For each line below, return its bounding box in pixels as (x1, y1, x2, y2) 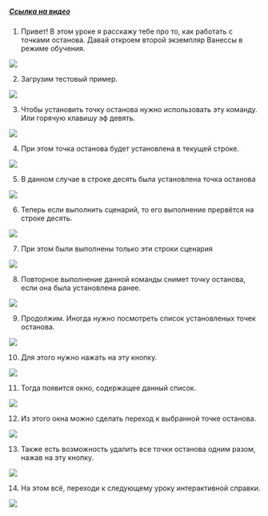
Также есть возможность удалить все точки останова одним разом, (20, 444, 256, 454)
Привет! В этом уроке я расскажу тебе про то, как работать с (20, 26, 233, 36)
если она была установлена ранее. (20, 283, 142, 292)
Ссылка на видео (9, 6, 71, 16)
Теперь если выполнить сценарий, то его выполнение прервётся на (20, 204, 254, 214)
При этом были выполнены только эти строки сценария (20, 244, 213, 253)
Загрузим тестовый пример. (20, 74, 118, 83)
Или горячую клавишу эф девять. (20, 113, 135, 123)
